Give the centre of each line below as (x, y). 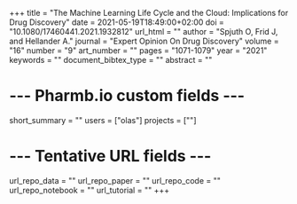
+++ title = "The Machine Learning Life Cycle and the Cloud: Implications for (149, 13)
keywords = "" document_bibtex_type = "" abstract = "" (111, 60)
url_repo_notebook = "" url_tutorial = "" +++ (90, 190)
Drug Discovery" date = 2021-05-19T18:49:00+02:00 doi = (117, 22)
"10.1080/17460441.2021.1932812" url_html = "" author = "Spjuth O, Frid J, (144, 31)
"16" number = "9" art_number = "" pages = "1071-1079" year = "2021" (138, 51)
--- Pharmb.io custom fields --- (127, 96)
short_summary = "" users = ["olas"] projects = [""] (103, 120)
